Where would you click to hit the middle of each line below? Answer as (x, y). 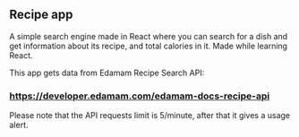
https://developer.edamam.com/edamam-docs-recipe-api (140, 96)
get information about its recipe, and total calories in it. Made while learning (149, 46)
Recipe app (41, 15)
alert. (19, 125)
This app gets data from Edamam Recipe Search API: (107, 73)
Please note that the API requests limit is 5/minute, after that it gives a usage (150, 116)
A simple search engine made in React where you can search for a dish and (149, 36)
